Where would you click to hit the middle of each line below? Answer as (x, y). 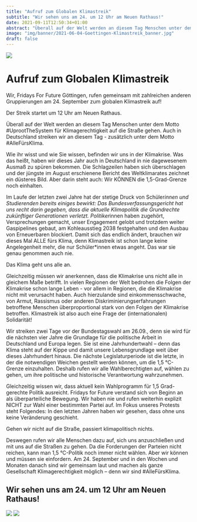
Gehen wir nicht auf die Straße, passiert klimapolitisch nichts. (80, 429)
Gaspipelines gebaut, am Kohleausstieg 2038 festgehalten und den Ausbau (97, 228)
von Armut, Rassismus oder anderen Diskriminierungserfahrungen (86, 301)
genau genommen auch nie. (40, 253)
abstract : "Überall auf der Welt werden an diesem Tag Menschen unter (94, 28)
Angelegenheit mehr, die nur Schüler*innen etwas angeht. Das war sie (91, 247)
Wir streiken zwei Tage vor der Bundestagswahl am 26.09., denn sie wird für (98, 331)
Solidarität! (19, 319)
